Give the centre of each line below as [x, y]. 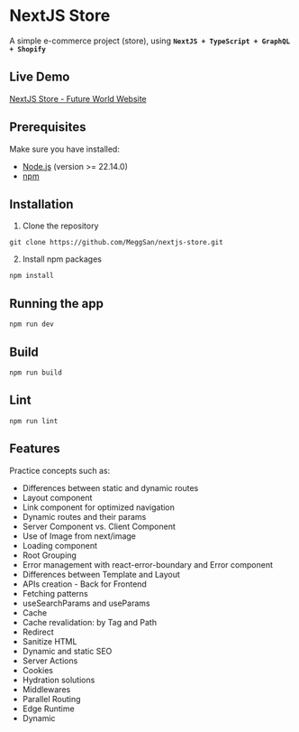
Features [35, 449]
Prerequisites [48, 127]
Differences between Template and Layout [101, 574]
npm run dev [32, 324]
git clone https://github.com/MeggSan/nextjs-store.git [116, 243]
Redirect [38, 632]
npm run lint [34, 421]
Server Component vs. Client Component [99, 526]
